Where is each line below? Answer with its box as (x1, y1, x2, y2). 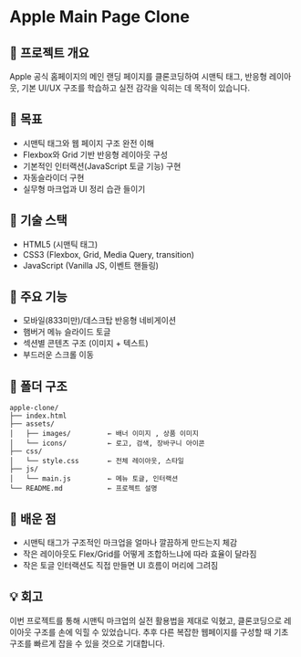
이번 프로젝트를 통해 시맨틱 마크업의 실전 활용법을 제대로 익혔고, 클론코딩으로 (9, 615, 283, 626)
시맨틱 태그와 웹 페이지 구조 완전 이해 (22, 137, 155, 148)
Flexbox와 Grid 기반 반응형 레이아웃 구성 (22, 149, 169, 160)
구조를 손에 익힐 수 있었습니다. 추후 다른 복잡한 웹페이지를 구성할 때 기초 (33, 626, 289, 637)
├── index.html (9, 411, 67, 421)
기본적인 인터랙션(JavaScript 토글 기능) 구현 (22, 160, 182, 171)
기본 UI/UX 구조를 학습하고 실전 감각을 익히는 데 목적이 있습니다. (21, 82, 251, 93)
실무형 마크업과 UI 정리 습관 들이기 (22, 183, 146, 194)
